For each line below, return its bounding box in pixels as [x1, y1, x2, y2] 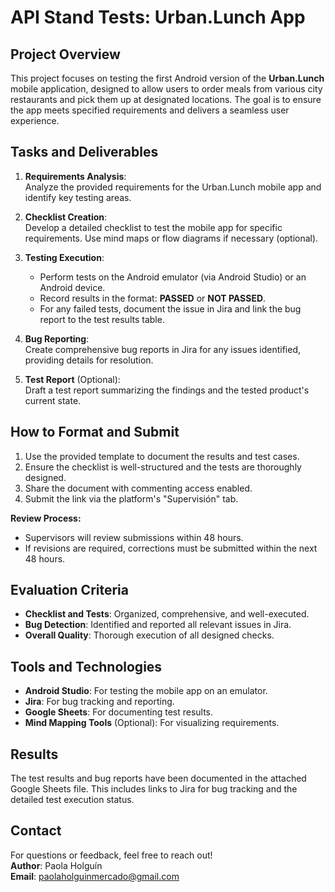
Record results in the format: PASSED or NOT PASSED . [39, 292, 267, 304]
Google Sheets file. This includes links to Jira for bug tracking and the [10, 783, 298, 795]
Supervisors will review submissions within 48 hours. [24, 531, 244, 543]
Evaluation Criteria [10, 582, 129, 599]
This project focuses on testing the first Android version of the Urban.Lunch [10, 72, 325, 84]
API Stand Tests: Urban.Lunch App [10, 6, 306, 29]
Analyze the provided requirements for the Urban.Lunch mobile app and [24, 181, 322, 193]
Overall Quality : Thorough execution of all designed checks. [24, 629, 275, 641]
